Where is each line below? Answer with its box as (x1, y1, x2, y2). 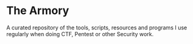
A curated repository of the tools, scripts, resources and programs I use (6, 24, 187, 31)
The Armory (6, 4, 69, 18)
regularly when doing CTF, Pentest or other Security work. (6, 30, 154, 37)
